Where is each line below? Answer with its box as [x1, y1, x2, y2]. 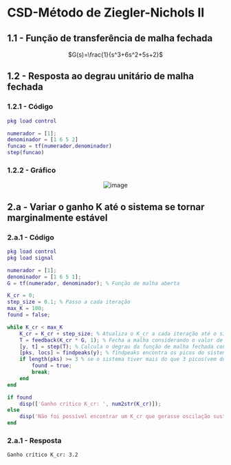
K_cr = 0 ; [7, 292, 36, 299]
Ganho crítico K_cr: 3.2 [7, 451, 78, 459]
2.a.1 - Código [7, 232, 54, 242]
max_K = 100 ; [7, 305, 45, 312]
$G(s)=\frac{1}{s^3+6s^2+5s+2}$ [67, 50, 164, 59]
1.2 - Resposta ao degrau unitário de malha [7, 70, 195, 82]
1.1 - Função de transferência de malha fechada [7, 32, 213, 44]
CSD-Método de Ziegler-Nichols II [7, 5, 205, 21]
